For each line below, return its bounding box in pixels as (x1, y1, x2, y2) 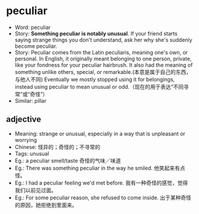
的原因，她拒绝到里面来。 (14, 201, 78, 208)
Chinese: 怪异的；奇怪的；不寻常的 (14, 143, 101, 150)
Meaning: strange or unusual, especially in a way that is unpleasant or (14, 130, 185, 137)
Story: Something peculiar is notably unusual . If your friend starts (14, 30, 178, 37)
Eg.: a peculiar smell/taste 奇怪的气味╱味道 (14, 157, 121, 164)
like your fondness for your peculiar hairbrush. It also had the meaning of (14, 61, 193, 69)
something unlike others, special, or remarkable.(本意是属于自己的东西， (14, 68, 191, 75)
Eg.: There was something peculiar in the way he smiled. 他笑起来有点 (14, 164, 185, 171)
